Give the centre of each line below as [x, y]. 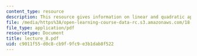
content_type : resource [35, 11]
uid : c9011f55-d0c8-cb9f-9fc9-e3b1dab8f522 [60, 44]
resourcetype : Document [35, 33]
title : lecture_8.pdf [33, 38]
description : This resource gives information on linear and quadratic [95, 17]
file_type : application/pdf [40, 28]
